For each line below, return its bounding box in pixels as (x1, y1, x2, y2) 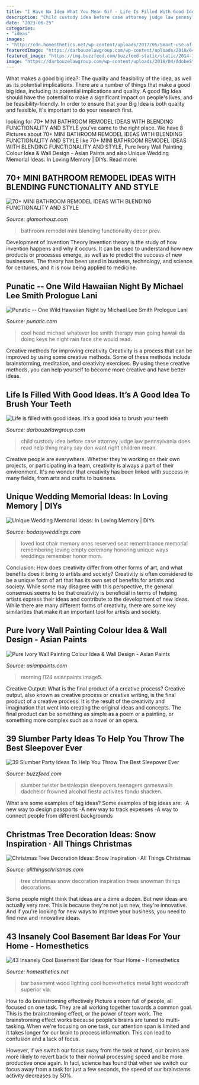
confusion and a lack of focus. (6, 1035, 81, 1042)
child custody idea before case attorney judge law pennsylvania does (20, 437, 191, 444)
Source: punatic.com (6, 318, 57, 325)
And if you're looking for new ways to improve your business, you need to (6, 908, 187, 915)
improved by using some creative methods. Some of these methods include (6, 354, 191, 361)
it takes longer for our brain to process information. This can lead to (6, 1029, 171, 1036)
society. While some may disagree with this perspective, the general (6, 583, 173, 590)
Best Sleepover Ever (6, 743, 83, 753)
